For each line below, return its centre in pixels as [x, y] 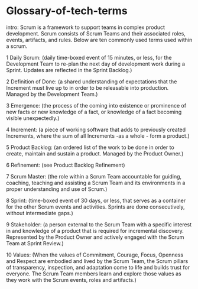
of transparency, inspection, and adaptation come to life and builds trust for [98, 267]
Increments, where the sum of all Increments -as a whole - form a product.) [98, 136]
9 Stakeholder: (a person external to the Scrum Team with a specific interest [99, 224]
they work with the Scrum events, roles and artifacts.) [72, 280]
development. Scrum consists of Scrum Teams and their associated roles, [96, 33]
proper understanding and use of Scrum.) [57, 189]
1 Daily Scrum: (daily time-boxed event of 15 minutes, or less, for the [89, 57]
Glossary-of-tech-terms [67, 11]
